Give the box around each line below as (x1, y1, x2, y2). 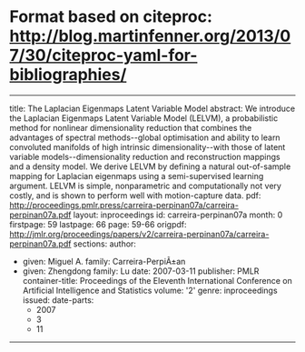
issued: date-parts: (22, 294, 94, 306)
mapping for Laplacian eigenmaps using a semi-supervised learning (9, 170, 264, 181)
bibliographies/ (9, 65, 127, 85)
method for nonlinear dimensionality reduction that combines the (9, 122, 252, 133)
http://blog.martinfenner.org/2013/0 (9, 25, 291, 46)
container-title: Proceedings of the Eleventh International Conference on (22, 275, 293, 286)
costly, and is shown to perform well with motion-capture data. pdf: (9, 189, 261, 201)
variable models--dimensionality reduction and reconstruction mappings (9, 151, 280, 162)
